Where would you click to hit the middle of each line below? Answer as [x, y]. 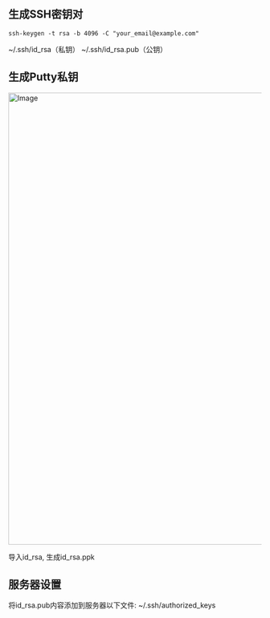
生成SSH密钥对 [46, 14]
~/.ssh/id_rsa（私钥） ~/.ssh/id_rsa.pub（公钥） [88, 49]
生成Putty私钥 [43, 77]
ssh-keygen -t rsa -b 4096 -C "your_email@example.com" [104, 33]
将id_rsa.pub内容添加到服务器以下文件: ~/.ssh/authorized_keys [112, 605]
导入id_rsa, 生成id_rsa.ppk [51, 557]
